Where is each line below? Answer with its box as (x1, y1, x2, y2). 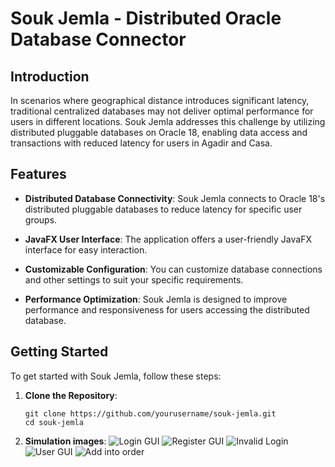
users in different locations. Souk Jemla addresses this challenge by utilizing (10, 116, 326, 127)
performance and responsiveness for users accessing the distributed (24, 303, 310, 316)
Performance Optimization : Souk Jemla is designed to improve (24, 293, 288, 305)
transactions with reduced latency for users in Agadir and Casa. (10, 137, 273, 149)
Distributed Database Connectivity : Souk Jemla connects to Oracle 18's (24, 192, 326, 204)
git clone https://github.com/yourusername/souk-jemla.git (24, 408, 277, 419)
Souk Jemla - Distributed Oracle (10, 7, 282, 30)
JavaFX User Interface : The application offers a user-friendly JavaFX (24, 233, 312, 245)
